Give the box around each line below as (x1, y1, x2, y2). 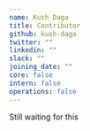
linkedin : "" (9, 46, 57, 55)
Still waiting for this (9, 112, 79, 122)
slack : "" (9, 54, 46, 63)
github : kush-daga (9, 29, 77, 38)
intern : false (9, 79, 62, 88)
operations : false (9, 87, 77, 96)
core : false (9, 71, 53, 80)
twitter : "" (9, 37, 53, 47)
